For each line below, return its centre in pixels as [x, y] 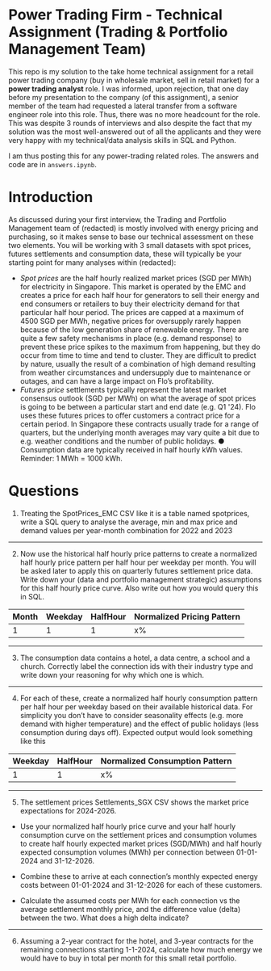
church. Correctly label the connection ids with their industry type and [137, 666]
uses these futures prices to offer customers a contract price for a [130, 415]
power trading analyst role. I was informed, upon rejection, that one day [129, 88]
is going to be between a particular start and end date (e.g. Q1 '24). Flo [138, 406]
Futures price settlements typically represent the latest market [123, 389]
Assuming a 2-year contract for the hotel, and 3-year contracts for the [137, 941]
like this [33, 741]
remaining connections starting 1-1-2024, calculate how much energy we [141, 949]
